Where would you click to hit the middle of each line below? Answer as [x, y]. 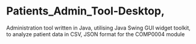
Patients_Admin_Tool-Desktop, [85, 11]
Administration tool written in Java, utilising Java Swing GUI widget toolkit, [99, 28]
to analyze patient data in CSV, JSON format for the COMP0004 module [96, 34]
